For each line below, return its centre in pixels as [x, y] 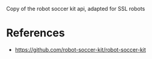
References [35, 33]
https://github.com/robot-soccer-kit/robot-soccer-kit [80, 49]
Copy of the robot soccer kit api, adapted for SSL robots [76, 9]
